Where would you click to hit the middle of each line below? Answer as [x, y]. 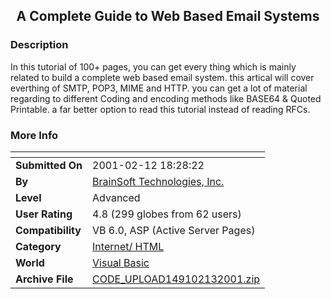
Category [38, 246]
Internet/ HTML [128, 246]
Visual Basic [121, 262]
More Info [34, 135]
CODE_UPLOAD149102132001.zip [176, 279]
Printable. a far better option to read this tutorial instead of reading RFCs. [160, 109]
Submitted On [49, 165]
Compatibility [48, 230]
